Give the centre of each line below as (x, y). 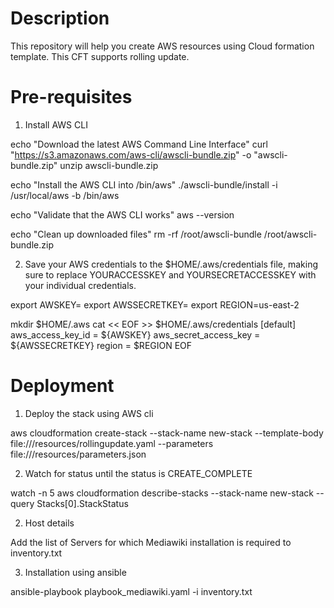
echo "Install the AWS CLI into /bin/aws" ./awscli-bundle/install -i (144, 184)
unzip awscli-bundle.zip (109, 165)
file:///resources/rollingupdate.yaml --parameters (112, 443)
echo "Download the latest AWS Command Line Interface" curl (139, 144)
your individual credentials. (80, 285)
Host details (49, 523)
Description (60, 18)
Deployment (62, 386)
